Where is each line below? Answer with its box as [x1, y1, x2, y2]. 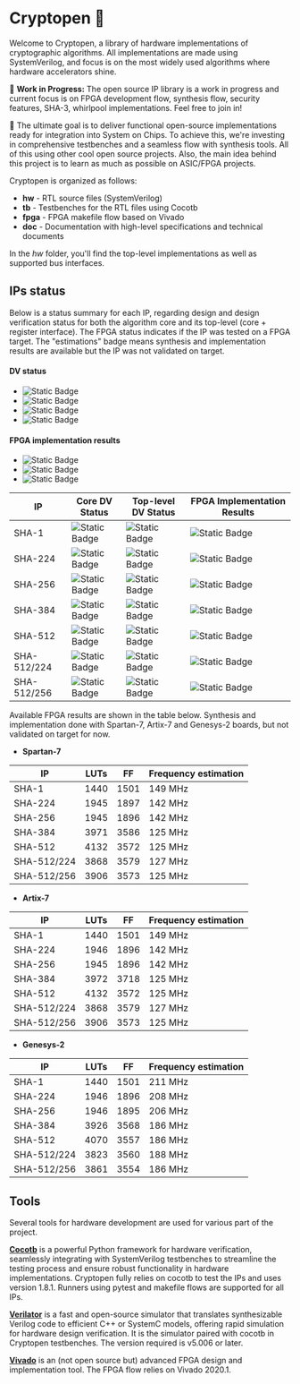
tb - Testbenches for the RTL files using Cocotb [21, 201, 198, 213]
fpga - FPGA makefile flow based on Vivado [21, 211, 185, 222]
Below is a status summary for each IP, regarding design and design [9, 307, 260, 318]
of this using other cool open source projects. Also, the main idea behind [9, 148, 277, 159]
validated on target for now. [9, 729, 111, 739]
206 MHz [148, 1105, 189, 1117]
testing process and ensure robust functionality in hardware [9, 1262, 229, 1274]
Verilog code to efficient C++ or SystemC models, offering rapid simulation [9, 1318, 284, 1328]
